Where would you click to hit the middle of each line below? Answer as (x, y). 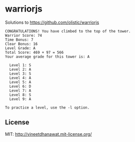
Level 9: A (20, 99)
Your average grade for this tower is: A (47, 57)
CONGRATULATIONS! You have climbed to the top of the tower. (68, 31)
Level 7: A (20, 91)
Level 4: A (20, 78)
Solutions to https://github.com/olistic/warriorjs (52, 22)
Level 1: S (20, 65)
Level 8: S (20, 95)
